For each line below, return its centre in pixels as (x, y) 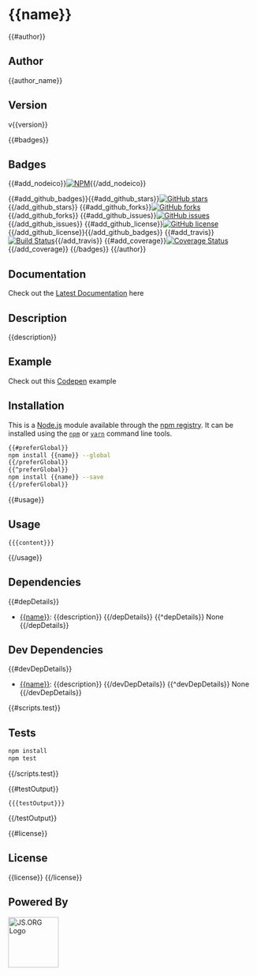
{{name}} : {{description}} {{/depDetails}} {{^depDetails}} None (121, 617)
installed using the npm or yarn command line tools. (90, 433)
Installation (36, 406)
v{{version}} (28, 124)
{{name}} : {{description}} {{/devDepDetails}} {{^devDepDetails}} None (134, 684)
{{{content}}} (32, 543)
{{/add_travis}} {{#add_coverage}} (111, 241)
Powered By (38, 902)
